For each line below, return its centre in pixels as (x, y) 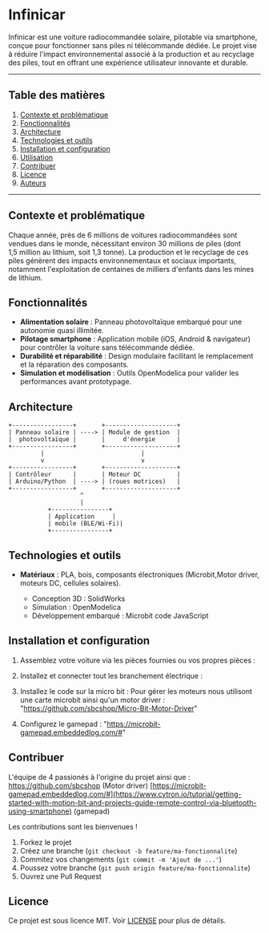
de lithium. (26, 278)
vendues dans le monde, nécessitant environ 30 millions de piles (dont (125, 243)
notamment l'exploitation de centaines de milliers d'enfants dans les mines (131, 269)
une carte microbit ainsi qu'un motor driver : (92, 700)
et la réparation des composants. (74, 365)
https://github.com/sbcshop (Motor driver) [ (81, 785)
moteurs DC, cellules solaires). (70, 583)
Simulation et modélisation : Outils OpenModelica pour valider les (129, 373)
